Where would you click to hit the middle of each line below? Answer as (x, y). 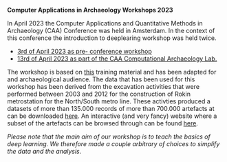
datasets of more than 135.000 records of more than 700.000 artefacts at (111, 109)
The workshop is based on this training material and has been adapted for (112, 72)
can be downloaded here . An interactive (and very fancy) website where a (112, 116)
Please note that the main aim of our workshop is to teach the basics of (109, 136)
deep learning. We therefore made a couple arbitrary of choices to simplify (113, 144)
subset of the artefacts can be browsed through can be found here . (102, 123)
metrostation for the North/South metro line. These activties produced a (109, 101)
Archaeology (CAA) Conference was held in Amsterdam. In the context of (111, 31)
